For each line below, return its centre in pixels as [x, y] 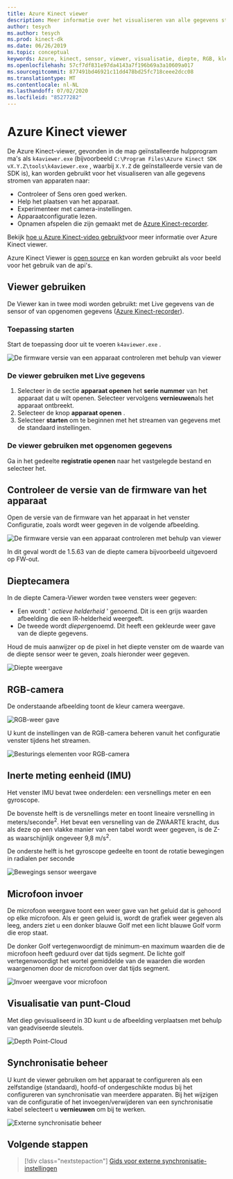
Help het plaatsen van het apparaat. [68, 201]
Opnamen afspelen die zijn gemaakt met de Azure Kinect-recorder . [113, 224]
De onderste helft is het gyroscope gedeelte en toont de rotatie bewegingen [115, 851]
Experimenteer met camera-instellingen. [75, 208]
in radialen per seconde [41, 859]
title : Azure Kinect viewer [48, 14]
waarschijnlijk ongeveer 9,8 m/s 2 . [63, 837]
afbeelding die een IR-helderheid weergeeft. [80, 619]
